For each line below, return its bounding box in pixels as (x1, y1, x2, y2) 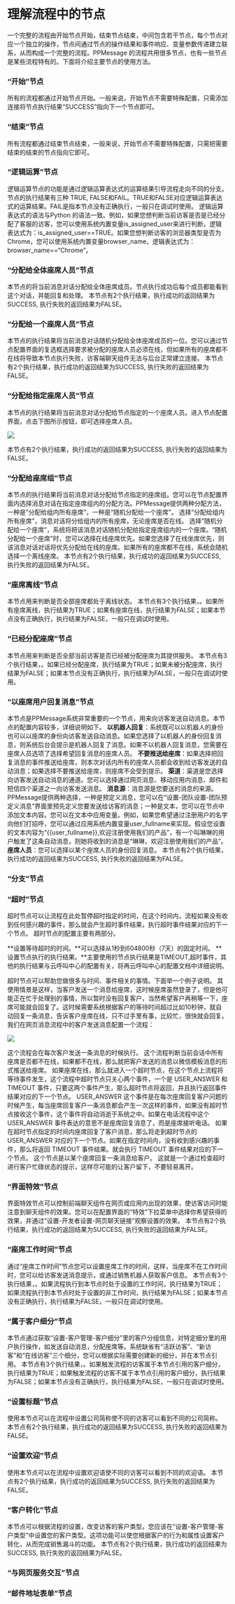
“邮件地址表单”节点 (7, 1588, 73, 1598)
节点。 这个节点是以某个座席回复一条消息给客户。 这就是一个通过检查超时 (13, 1154, 225, 1162)
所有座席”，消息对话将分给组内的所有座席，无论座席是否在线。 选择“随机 (7, 517, 217, 525)
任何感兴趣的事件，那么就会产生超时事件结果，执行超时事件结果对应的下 (13, 920, 222, 929)
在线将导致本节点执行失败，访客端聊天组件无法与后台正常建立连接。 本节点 (7, 354, 224, 362)
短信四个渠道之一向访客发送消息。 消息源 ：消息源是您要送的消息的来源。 (7, 784, 218, 793)
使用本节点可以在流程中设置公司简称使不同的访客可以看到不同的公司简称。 (7, 1414, 222, 1422)
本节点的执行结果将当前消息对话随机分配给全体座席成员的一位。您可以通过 (7, 336, 222, 345)
